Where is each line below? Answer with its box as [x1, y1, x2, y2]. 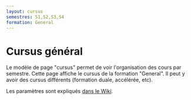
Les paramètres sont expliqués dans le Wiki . [6, 88, 113, 95]
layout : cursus [6, 8, 43, 15]
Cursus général [6, 44, 83, 58]
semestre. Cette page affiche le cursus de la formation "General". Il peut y [6, 70, 185, 77]
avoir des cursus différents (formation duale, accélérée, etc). [6, 77, 153, 84]
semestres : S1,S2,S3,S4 [6, 14, 65, 20]
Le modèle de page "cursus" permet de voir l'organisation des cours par [6, 64, 182, 71]
